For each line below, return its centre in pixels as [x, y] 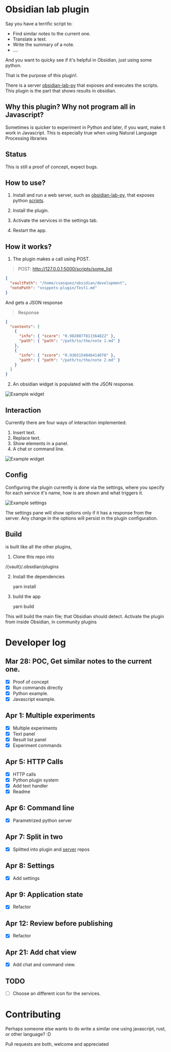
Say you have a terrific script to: [39, 24]
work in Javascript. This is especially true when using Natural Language [81, 132]
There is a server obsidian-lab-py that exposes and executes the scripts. [82, 85]
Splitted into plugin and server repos [51, 849]
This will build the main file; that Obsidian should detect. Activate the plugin [85, 616]
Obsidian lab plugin [47, 9]
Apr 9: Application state [44, 895]
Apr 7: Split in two [34, 837]
